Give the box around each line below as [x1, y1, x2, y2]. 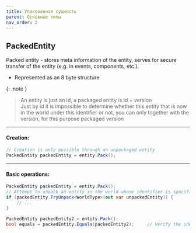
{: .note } [6, 85, 27, 92]
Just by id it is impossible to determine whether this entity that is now [20, 103, 187, 110]
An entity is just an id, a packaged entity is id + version [20, 97, 152, 104]
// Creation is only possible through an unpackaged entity [6, 147, 156, 153]
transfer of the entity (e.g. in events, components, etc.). [6, 62, 139, 70]
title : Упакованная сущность [6, 8, 77, 15]
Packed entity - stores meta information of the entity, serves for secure [6, 57, 177, 64]
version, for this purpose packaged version [20, 115, 124, 123]
